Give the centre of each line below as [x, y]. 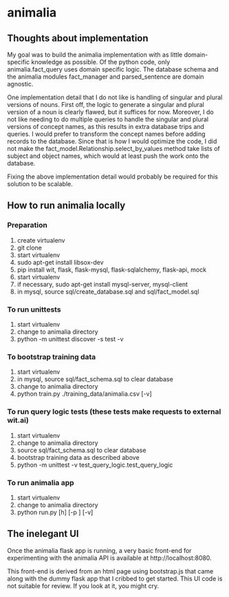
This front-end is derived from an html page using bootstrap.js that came [110, 571]
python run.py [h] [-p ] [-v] [55, 512]
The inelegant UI [43, 534]
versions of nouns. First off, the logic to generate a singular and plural [106, 104]
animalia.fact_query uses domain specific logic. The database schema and [113, 69]
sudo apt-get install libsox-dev [61, 262]
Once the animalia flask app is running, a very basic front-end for [99, 550]
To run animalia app [41, 483]
